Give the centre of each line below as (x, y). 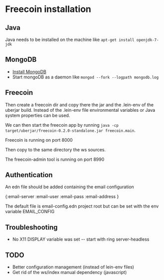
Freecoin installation (48, 9)
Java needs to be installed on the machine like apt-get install (70, 39)
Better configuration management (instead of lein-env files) (73, 267)
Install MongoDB (29, 71)
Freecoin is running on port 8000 (39, 140)
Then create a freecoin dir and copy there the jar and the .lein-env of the (80, 105)
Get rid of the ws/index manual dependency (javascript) (70, 273)
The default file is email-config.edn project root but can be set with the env (82, 206)
